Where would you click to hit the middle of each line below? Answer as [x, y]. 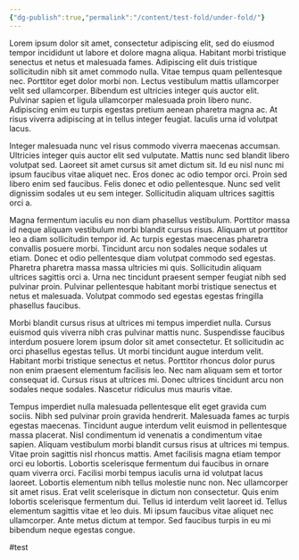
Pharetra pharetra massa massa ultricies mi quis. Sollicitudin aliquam [135, 267]
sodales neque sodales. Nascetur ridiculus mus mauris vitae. [121, 389]
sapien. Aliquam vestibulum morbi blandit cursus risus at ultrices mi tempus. [149, 444]
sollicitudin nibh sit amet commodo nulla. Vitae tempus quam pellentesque [146, 71]
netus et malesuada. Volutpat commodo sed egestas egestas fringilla [137, 296]
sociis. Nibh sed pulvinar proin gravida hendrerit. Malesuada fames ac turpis [149, 415]
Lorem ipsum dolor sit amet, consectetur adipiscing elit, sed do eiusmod [142, 43]
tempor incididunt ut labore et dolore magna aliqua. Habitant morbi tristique [148, 52]
